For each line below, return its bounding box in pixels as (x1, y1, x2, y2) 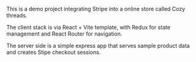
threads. (6, 12, 28, 19)
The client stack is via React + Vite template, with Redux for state (6, 24, 170, 31)
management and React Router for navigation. (6, 30, 123, 37)
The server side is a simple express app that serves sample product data (6, 42, 190, 49)
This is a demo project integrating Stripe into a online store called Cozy (6, 6, 186, 12)
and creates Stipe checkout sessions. (6, 48, 101, 56)
